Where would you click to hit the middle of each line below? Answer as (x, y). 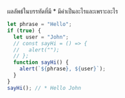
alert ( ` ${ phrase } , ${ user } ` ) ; (63, 69)
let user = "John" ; (41, 37)
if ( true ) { (24, 30)
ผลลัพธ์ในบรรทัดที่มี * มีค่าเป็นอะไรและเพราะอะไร (62, 11)
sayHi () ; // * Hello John (44, 88)
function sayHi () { (41, 62)
